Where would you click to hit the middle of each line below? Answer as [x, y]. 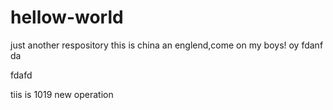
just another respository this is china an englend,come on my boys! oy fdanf [167, 45]
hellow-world [67, 17]
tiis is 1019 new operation [62, 94]
